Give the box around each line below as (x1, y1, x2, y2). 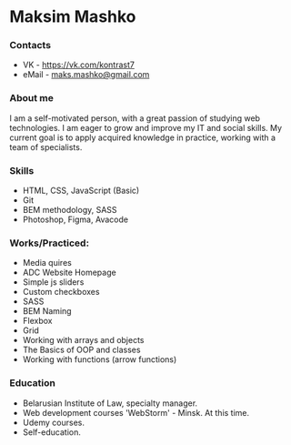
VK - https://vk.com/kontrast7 (22, 59, 135, 70)
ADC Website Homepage (22, 267, 116, 278)
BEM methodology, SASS (22, 205, 117, 216)
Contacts (9, 39, 52, 52)
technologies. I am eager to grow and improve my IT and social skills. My (9, 122, 283, 133)
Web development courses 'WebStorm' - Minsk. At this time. (22, 407, 250, 418)
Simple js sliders (22, 277, 85, 288)
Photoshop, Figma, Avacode (22, 214, 129, 225)
